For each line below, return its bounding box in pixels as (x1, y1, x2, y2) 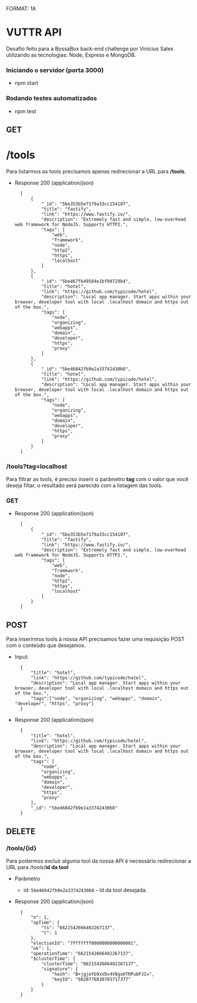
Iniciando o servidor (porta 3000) (6, 66, 104, 74)
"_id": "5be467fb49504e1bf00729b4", (41, 278, 131, 284)
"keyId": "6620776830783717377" (52, 976, 131, 982)
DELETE (6, 826, 36, 836)
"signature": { (41, 966, 78, 972)
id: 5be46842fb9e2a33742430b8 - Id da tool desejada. (23, 886, 147, 893)
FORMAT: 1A (6, 5, 36, 12)
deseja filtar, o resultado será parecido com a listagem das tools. (6, 482, 163, 489)
